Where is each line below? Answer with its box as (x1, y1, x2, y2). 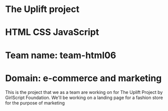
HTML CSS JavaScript (5, 27, 99, 38)
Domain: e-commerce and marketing (5, 72, 162, 84)
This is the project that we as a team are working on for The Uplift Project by (5, 89, 163, 95)
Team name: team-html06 (5, 49, 116, 61)
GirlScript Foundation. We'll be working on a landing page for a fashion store (5, 94, 163, 100)
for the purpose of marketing (5, 99, 65, 106)
